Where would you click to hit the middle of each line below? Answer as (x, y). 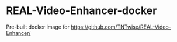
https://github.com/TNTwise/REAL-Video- (121, 27)
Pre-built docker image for (38, 27)
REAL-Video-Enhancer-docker (81, 11)
